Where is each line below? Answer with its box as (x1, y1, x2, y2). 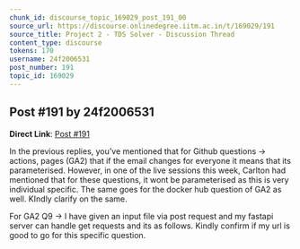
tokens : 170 (9, 47, 54, 56)
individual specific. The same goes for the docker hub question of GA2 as (9, 184, 282, 194)
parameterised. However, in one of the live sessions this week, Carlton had (9, 165, 287, 176)
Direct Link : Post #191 (9, 128, 90, 139)
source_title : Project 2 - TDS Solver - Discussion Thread (9, 30, 235, 39)
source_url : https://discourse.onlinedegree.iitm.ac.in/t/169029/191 (9, 21, 276, 30)
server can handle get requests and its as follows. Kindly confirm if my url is (9, 220, 290, 231)
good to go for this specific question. (9, 229, 146, 240)
